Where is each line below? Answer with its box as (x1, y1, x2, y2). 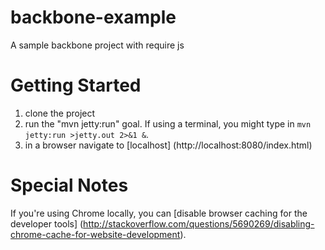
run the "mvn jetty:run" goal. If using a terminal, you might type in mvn (24, 117, 312, 130)
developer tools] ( (10, 217, 84, 230)
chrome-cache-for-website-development (10, 228, 181, 240)
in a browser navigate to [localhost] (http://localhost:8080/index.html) (24, 139, 313, 151)
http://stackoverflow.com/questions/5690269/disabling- (83, 217, 315, 230)
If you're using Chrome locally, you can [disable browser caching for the (10, 207, 308, 219)
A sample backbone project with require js (10, 39, 185, 51)
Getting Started (10, 74, 142, 97)
